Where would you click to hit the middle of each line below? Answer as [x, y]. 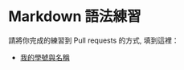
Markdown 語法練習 [75, 16]
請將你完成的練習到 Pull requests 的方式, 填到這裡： [94, 40]
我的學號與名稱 [45, 57]
